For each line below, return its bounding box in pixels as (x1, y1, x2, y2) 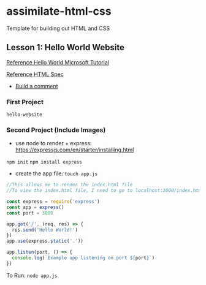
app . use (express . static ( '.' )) (6, 238, 84, 245)
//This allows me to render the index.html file (6, 182, 133, 188)
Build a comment (15, 82, 58, 89)
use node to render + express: (15, 140, 92, 147)
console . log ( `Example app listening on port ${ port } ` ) (12, 255, 155, 261)
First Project (6, 97, 44, 106)
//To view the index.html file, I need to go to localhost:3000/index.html (6, 188, 204, 194)
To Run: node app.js (6, 272, 58, 279)
